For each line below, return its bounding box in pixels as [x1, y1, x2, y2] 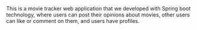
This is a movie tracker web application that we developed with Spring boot [6, 5, 191, 12]
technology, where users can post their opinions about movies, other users [6, 11, 190, 18]
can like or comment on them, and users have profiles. [6, 18, 140, 24]
